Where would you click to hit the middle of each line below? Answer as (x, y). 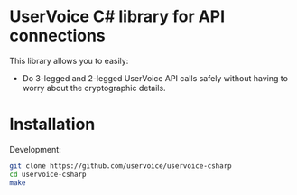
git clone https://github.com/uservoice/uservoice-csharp (121, 166)
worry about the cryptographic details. (94, 88)
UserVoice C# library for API (117, 17)
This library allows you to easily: (69, 60)
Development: (35, 149)
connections (57, 36)
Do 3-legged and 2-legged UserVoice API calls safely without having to (155, 78)
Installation (52, 125)
